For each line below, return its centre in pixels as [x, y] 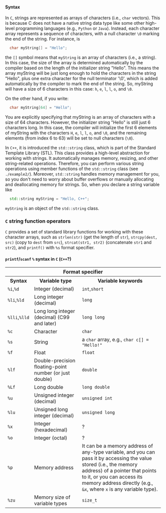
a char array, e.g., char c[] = [115, 340]
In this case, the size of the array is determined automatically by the [74, 63]
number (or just [52, 373]
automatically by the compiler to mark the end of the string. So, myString [79, 84]
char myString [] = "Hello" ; [39, 48]
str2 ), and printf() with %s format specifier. [50, 248]
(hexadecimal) [51, 430]
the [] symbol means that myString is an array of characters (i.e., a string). [81, 57]
